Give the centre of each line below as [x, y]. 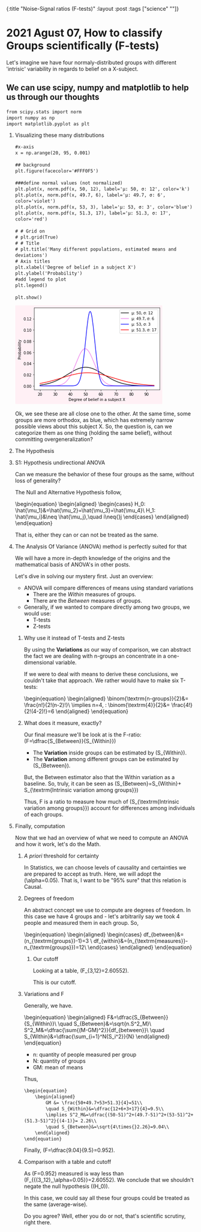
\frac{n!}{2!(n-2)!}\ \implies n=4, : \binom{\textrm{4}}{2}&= [97, 705]
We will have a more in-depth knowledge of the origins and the [93, 558]
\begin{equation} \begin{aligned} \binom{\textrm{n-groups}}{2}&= [106, 698]
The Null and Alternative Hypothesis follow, [68, 492]
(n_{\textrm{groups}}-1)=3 [56, 941]
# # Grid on [30, 231]
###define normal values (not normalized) [69, 183]
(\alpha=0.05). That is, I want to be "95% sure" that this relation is [105, 880]
